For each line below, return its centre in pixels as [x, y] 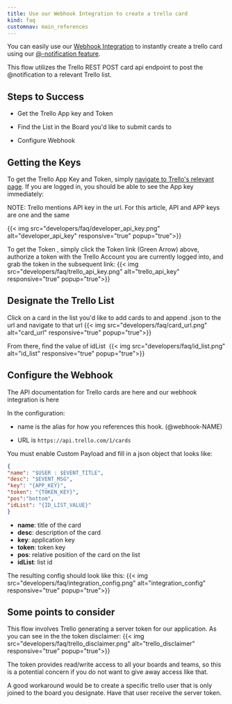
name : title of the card [49, 525]
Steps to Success [46, 97]
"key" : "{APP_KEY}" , [37, 486]
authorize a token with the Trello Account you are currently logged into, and [115, 257]
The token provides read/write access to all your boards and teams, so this [114, 665]
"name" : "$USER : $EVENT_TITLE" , [56, 473]
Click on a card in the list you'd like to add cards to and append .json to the [114, 317]
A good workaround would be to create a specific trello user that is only [110, 686]
